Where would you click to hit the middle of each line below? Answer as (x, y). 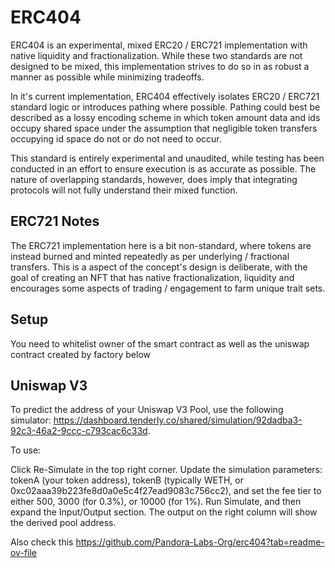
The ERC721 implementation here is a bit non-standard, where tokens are (161, 245)
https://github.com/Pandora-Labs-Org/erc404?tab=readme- (200, 542)
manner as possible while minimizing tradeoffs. (107, 77)
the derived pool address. (63, 523)
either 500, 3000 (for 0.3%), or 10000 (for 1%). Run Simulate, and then (156, 502)
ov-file (23, 553)
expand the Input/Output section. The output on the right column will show (164, 512)
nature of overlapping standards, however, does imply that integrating (154, 179)
